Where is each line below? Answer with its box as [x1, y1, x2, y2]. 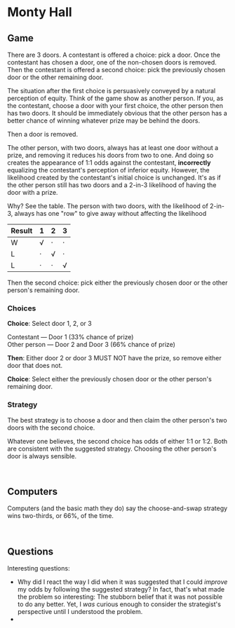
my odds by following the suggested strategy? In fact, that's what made [17, 585, 225, 594]
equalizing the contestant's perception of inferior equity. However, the [7, 166, 210, 174]
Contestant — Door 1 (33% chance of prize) [7, 333, 134, 341]
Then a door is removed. [7, 130, 79, 138]
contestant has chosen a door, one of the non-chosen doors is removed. [7, 58, 217, 67]
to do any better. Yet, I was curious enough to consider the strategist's [17, 600, 221, 608]
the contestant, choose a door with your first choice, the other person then [7, 102, 223, 109]
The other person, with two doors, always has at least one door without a [7, 144, 219, 151]
